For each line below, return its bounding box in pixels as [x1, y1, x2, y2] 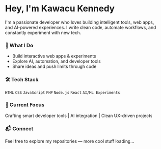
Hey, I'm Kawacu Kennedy [5, 3, 115, 14]
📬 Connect [5, 125, 33, 132]
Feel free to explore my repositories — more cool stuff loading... [5, 138, 134, 144]
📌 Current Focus [5, 101, 45, 108]
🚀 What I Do [5, 42, 33, 49]
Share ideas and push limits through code [12, 63, 97, 69]
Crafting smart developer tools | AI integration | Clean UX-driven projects [5, 113, 153, 119]
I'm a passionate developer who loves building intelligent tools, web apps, [5, 19, 155, 25]
